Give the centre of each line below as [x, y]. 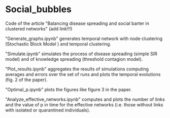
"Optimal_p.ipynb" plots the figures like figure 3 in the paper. [69, 89]
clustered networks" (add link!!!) [39, 28]
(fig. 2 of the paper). [26, 80]
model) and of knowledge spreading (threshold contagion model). [74, 59]
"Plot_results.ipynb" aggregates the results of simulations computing [77, 69]
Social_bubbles [39, 9]
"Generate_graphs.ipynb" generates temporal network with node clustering [84, 38]
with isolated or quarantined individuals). [48, 110]
